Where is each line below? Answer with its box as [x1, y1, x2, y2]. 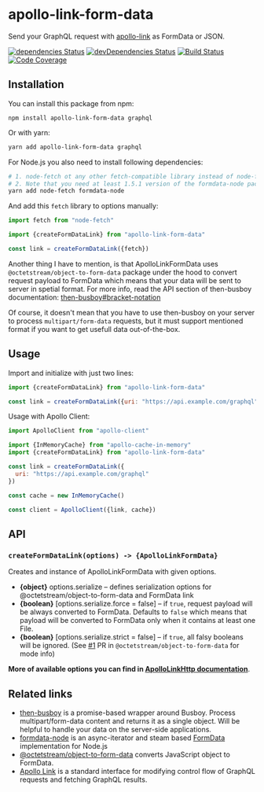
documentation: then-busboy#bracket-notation [8, 293, 161, 302]
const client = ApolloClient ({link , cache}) [8, 506, 156, 514]
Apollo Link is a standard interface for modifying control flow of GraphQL [19, 766, 256, 775]
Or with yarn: [8, 127, 51, 137]
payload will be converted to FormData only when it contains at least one [19, 616, 256, 625]
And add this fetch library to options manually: [8, 201, 159, 211]
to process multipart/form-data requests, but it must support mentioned [8, 316, 244, 326]
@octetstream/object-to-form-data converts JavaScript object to [19, 750, 230, 759]
